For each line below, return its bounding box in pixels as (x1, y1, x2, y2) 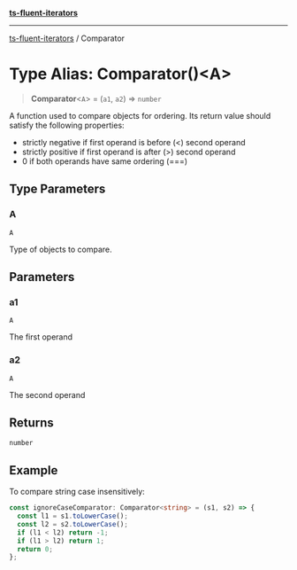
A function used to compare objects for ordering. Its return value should (9, 110, 271, 121)
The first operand (9, 332, 73, 342)
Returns (9, 416, 55, 430)
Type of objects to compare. (9, 244, 112, 254)
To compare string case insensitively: (9, 487, 146, 497)
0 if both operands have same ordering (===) (21, 155, 188, 167)
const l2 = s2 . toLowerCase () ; (17, 519, 128, 528)
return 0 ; (17, 544, 53, 553)
